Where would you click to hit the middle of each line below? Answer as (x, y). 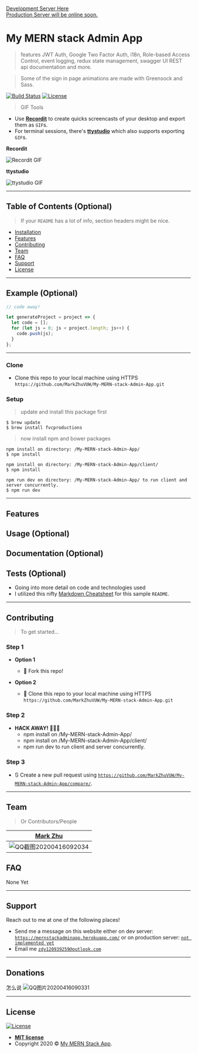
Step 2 (16, 715)
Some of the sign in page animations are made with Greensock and (101, 78)
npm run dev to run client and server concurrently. (84, 747)
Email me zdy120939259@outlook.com (58, 949)
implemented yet (34, 943)
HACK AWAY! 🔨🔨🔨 (37, 728)
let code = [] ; (30, 323)
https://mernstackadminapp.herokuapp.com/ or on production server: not (102, 938)
